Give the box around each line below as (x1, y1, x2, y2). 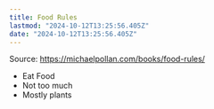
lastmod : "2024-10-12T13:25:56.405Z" (9, 21, 150, 30)
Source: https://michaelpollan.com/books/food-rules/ (9, 54, 205, 65)
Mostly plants (21, 90, 73, 100)
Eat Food (21, 71, 55, 82)
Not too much (21, 81, 73, 91)
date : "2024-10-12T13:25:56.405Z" (9, 29, 138, 38)
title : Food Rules (9, 12, 78, 22)
